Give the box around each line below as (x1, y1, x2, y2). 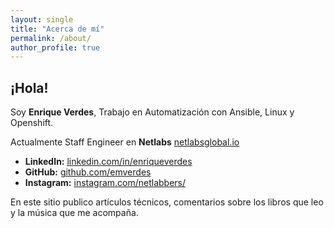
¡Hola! (10, 79, 49, 96)
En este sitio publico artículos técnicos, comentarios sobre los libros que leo (10, 196, 324, 208)
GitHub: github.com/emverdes (24, 166, 152, 178)
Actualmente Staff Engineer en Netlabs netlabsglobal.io (10, 136, 240, 148)
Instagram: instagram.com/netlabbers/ (24, 177, 187, 189)
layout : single (10, 14, 74, 25)
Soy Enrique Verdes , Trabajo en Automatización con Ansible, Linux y (10, 106, 295, 118)
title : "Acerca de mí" (10, 24, 105, 34)
